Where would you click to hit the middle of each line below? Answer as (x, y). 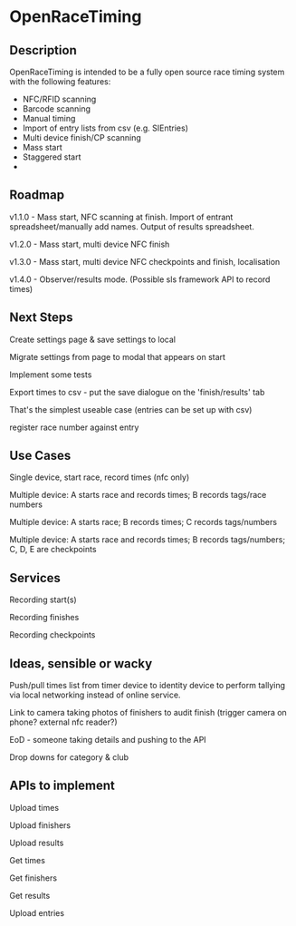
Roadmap (37, 195)
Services (35, 578)
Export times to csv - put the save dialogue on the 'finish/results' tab (137, 392)
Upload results (37, 843)
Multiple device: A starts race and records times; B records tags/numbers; (148, 540)
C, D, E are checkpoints (53, 550)
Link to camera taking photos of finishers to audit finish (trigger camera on (148, 713)
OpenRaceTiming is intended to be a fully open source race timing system (147, 72)
